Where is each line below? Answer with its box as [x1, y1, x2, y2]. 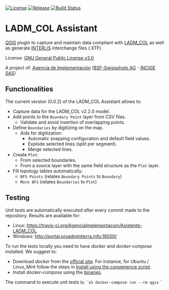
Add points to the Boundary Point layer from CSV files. [12, 114, 126, 120]
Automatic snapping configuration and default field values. [27, 135, 151, 141]
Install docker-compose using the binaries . [12, 269, 103, 275]
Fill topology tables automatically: [12, 168, 83, 174]
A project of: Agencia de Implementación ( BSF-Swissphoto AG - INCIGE [5, 64, 156, 71]
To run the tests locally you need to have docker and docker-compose [5, 243, 152, 249]
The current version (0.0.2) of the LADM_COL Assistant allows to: [5, 98, 142, 104]
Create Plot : [12, 151, 39, 157]
